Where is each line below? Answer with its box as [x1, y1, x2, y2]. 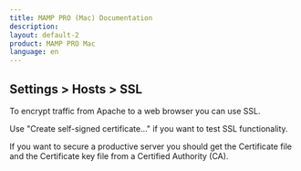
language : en [9, 48, 59, 57]
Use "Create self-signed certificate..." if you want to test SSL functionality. [9, 123, 289, 134]
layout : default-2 [9, 30, 79, 39]
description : [9, 22, 59, 31]
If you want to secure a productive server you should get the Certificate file [9, 141, 293, 152]
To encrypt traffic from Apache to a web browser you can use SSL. [9, 105, 261, 116]
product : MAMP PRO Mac [9, 38, 96, 48]
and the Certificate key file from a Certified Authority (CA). [9, 150, 229, 161]
